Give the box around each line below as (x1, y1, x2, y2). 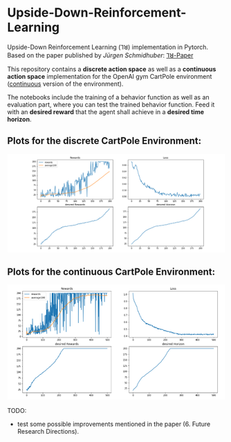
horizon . (7, 115, 32, 123)
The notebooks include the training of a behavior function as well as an (7, 93, 210, 101)
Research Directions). (17, 427, 80, 435)
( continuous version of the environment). (7, 80, 124, 88)
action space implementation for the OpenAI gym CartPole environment (7, 72, 212, 80)
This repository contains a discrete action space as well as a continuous (7, 64, 216, 73)
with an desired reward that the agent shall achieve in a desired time (7, 107, 205, 116)
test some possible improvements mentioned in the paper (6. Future (17, 420, 211, 428)
